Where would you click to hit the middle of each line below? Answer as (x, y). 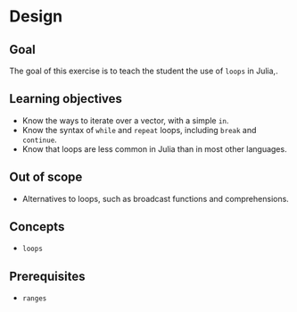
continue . (40, 139)
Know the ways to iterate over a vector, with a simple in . (125, 120)
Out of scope (46, 177)
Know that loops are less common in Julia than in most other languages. (154, 148)
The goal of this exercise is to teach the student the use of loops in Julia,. (144, 71)
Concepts (37, 227)
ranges (34, 299)
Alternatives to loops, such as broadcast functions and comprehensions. (156, 198)
